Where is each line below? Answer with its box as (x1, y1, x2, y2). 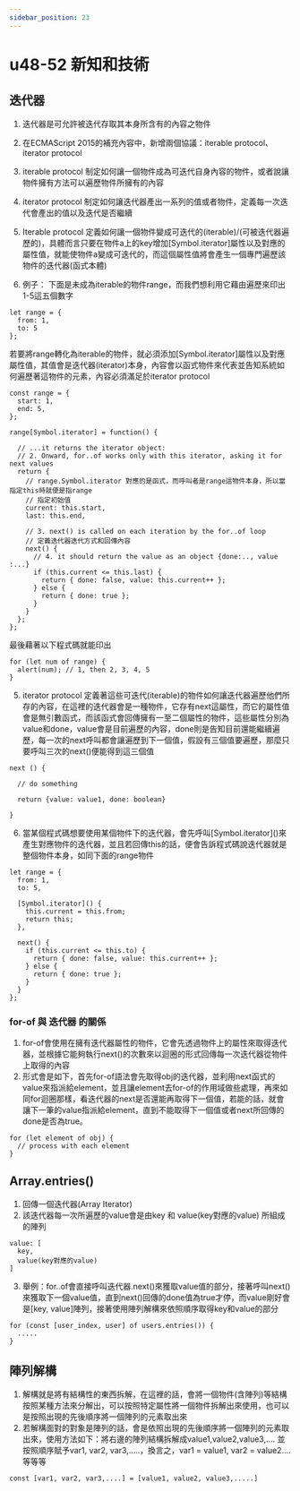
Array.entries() (9, 1174, 95, 1189)
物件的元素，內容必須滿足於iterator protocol (47, 371, 210, 381)
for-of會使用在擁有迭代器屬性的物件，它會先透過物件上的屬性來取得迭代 (21, 1037, 287, 1048)
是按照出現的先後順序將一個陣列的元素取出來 (21, 1411, 188, 1422)
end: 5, (17, 404, 47, 413)
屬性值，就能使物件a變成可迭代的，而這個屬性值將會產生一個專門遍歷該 (21, 248, 287, 260)
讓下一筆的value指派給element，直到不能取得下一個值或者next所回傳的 (21, 1104, 285, 1115)
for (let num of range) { (9, 657, 106, 666)
